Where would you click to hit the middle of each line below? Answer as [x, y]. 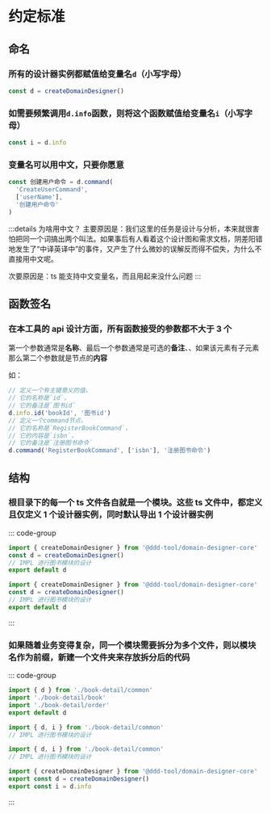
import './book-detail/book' [57, 698]
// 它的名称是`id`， [39, 398]
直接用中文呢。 [33, 258]
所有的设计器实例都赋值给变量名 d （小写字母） [97, 73]
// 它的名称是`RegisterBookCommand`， [70, 428]
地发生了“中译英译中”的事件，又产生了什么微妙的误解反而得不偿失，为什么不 [135, 249]
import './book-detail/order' [59, 705]
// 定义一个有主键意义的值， [50, 391]
